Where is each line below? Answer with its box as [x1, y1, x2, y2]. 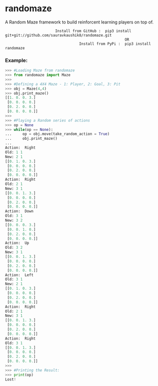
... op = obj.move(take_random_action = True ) [5, 131, 110, 137]
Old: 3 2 [5, 245, 23, 250]
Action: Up [5, 240, 29, 246]
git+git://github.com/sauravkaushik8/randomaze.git [5, 33, 112, 38]
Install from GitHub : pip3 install [55, 28, 132, 33]
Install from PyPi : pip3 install [79, 41, 151, 46]
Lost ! [5, 377, 16, 382]
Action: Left [5, 272, 34, 278]
